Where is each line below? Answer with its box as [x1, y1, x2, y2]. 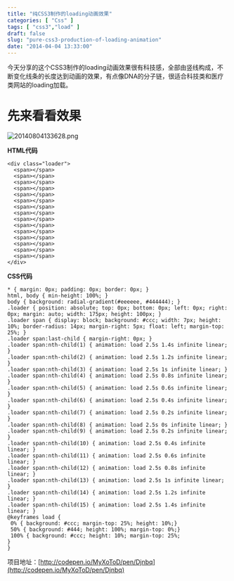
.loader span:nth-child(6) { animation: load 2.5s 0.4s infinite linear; [7, 397, 228, 404]
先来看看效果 [7, 108, 82, 124]
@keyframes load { [7, 513, 61, 521]
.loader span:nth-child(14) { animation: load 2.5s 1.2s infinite [7, 489, 206, 496]
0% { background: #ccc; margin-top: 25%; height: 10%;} [10, 520, 178, 527]
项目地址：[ [7, 557, 41, 566]
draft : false [7, 30, 46, 37]
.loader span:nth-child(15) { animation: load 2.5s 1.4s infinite [7, 501, 206, 509]
